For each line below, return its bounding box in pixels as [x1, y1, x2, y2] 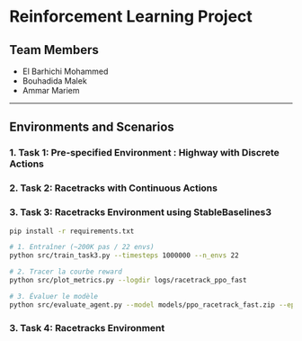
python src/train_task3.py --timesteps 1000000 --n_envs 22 [9, 251, 240, 260]
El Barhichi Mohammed [22, 66, 109, 76]
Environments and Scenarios [9, 120, 175, 135]
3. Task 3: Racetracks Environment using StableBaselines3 [9, 206, 272, 219]
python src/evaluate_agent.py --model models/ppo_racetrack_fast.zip [9, 300, 276, 310]
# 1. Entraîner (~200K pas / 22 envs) [9, 243, 155, 252]
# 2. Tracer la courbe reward [9, 267, 123, 276]
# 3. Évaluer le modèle [9, 292, 99, 301]
